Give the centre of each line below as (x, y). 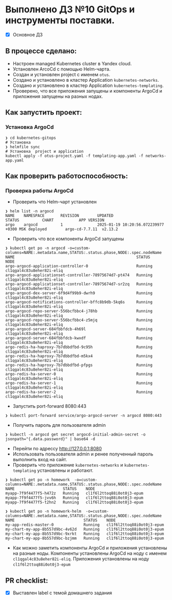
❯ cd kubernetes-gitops (31, 138)
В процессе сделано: (41, 51)
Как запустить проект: (44, 112)
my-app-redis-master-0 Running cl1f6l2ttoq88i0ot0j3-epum (85, 525)
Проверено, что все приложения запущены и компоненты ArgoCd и (88, 90)
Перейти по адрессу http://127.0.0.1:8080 (57, 449)
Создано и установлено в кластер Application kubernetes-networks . (86, 80)
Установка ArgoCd (30, 127)
